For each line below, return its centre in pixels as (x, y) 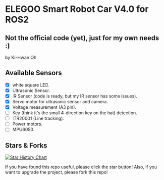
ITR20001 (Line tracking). (38, 118)
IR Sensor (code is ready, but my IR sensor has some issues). (75, 96)
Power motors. (27, 124)
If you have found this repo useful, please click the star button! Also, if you (81, 167)
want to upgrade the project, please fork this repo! (56, 172)
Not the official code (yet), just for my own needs (82, 38)
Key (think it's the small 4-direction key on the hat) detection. (75, 113)
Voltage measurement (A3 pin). (44, 107)
